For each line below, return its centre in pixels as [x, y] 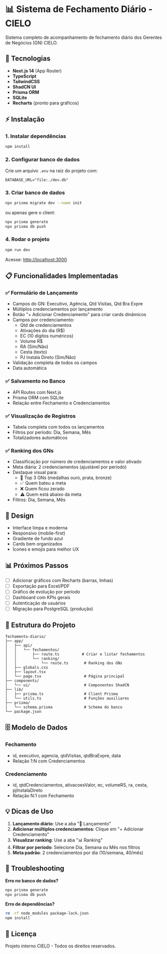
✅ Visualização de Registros [40, 416]
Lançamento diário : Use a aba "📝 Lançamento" [62, 823]
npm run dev [18, 250]
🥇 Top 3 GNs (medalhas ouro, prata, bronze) [66, 478]
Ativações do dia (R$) [43, 331]
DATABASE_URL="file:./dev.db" [37, 180]
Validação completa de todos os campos [55, 363]
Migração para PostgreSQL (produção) [53, 609]
